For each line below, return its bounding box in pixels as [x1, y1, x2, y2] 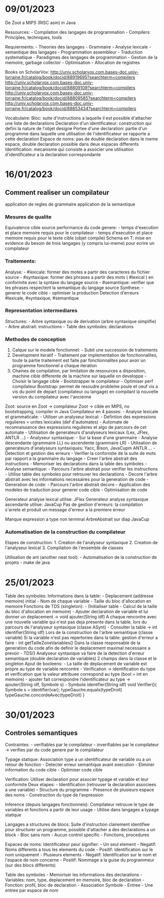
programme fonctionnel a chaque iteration [12, 363, 97, 369]
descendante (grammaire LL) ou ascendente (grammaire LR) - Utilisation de [5, 440, 157, 446]
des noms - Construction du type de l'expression [5, 792, 104, 798]
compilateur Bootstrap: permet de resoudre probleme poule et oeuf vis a [12, 384, 158, 390]
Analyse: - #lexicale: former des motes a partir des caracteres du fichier [5, 269, 150, 275]
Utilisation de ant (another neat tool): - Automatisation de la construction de [5, 555, 157, 560]
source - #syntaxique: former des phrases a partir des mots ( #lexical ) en [5, 274, 154, 280]
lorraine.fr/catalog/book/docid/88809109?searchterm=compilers [5, 84, 136, 90]
